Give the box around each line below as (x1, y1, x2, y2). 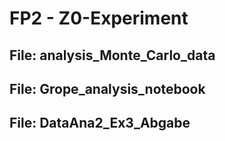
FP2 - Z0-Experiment (9, 7, 189, 30)
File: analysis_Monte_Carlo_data (9, 47, 216, 64)
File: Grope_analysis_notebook (9, 80, 206, 97)
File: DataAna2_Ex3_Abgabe (9, 115, 191, 132)
